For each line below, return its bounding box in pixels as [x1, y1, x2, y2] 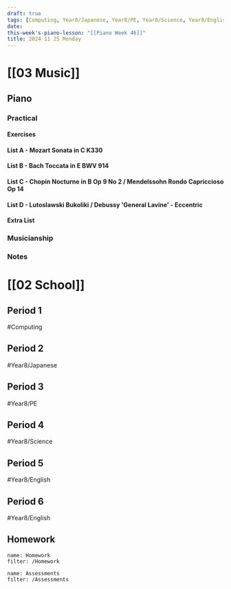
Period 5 [7, 457, 44, 469]
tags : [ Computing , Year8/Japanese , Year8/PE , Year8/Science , [7, 17, 186, 23]
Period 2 [7, 343, 44, 354]
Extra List [7, 216, 35, 224]
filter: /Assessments [7, 576, 69, 583]
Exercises [7, 130, 36, 138]
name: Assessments [7, 570, 60, 577]
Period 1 [7, 304, 43, 317]
